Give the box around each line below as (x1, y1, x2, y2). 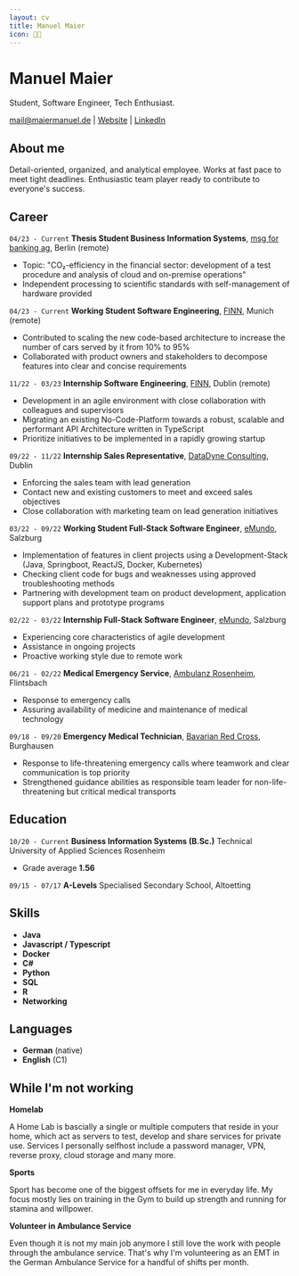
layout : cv (9, 12, 50, 22)
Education (9, 812, 68, 827)
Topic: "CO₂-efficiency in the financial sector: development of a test (21, 260, 271, 270)
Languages (9, 1021, 73, 1036)
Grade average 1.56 (21, 862, 95, 873)
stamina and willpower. (9, 1204, 93, 1214)
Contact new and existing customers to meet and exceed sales (21, 486, 254, 497)
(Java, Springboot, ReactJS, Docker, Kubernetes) (21, 559, 203, 569)
